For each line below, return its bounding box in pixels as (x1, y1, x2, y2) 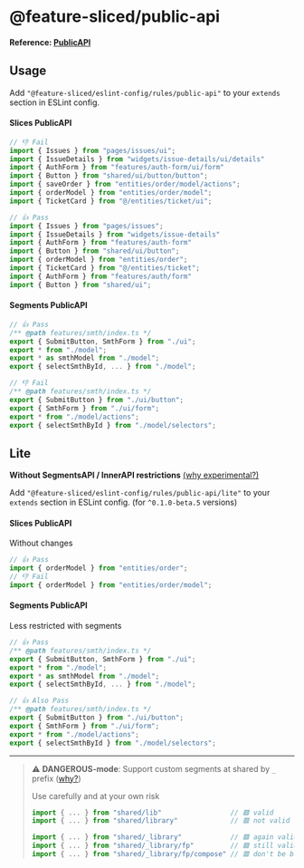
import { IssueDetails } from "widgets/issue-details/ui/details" (9, 154, 265, 164)
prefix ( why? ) (31, 773, 81, 784)
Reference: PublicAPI (9, 36, 91, 47)
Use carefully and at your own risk (31, 790, 160, 801)
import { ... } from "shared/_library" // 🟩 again (31, 833, 274, 842)
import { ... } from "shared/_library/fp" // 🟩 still (31, 841, 274, 851)
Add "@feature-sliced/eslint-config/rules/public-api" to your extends (9, 87, 280, 98)
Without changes (9, 537, 73, 549)
